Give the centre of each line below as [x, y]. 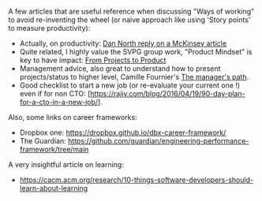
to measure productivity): [49, 28]
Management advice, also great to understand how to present [120, 69]
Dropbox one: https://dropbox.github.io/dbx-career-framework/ [123, 132]
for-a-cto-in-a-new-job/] [60, 102]
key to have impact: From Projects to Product [93, 60]
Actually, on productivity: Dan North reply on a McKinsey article [123, 43]
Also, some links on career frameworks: [73, 117]
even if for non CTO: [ [55, 93]
